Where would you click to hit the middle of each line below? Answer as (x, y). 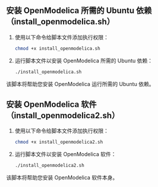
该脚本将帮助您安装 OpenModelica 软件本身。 (62, 178)
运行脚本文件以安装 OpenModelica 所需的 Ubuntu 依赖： (84, 61)
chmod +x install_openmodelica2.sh (59, 142)
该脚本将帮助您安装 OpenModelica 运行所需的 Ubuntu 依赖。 (80, 84)
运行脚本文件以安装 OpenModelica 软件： (65, 154)
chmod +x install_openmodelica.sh (57, 48)
